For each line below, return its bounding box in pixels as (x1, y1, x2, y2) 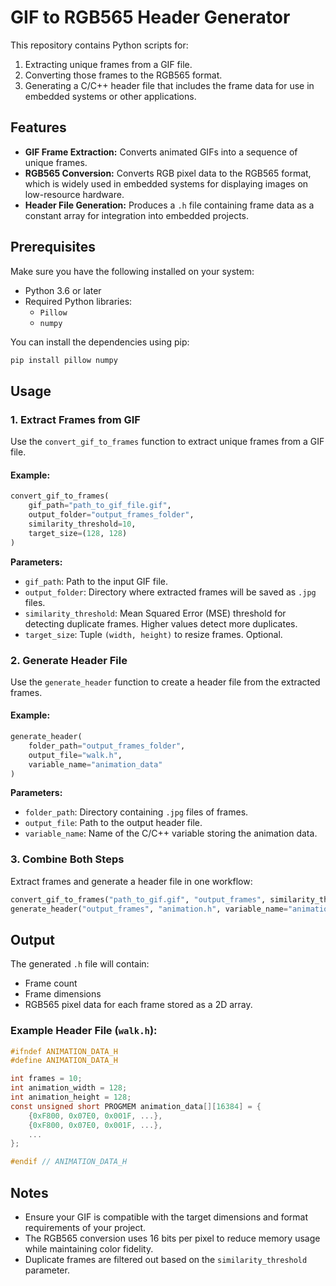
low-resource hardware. (24, 188, 125, 200)
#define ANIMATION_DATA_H (10, 1056, 118, 1066)
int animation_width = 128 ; (10, 1083, 128, 1093)
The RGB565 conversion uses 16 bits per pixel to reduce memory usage (24, 1232, 321, 1245)
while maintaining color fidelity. (24, 1243, 154, 1255)
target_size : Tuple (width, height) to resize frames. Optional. (24, 628, 283, 640)
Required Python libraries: (24, 295, 133, 307)
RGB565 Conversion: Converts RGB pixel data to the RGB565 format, (24, 167, 312, 179)
